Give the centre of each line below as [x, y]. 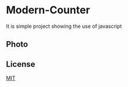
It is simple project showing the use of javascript [64, 26]
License [21, 64]
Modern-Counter [48, 10]
